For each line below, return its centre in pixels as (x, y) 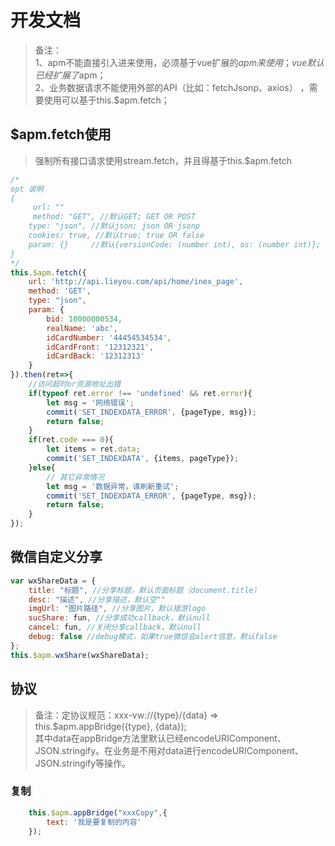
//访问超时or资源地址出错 (75, 384)
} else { (42, 467)
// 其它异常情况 (75, 477)
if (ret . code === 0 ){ (71, 440)
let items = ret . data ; (93, 449)
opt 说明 (27, 189)
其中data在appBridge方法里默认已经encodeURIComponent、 (160, 738)
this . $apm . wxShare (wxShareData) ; (80, 655)
